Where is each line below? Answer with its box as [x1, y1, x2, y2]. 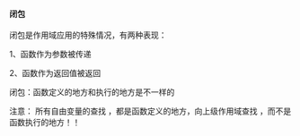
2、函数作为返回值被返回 [9, 68, 101, 79]
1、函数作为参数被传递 [9, 49, 92, 60]
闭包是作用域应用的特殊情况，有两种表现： [9, 30, 167, 40]
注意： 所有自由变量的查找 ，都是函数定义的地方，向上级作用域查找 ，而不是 [9, 106, 292, 116]
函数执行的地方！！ [9, 117, 81, 128]
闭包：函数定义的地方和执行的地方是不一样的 [9, 87, 175, 98]
